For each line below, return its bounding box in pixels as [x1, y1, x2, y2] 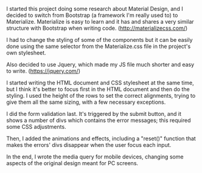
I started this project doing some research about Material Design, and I [6, 5, 184, 12]
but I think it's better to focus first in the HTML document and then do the [6, 86, 190, 93]
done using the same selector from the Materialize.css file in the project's [6, 42, 191, 50]
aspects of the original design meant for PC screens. [6, 160, 139, 166]
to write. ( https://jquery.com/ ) [6, 67, 81, 75]
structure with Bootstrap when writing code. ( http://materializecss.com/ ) [6, 24, 188, 32]
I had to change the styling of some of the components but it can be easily [6, 36, 193, 43]
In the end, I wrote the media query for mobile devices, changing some [6, 153, 184, 160]
